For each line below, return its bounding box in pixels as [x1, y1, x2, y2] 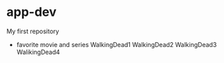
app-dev [6, 4, 57, 20]
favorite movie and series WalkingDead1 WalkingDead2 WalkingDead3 [16, 40, 217, 48]
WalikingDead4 [16, 48, 60, 56]
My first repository [6, 27, 59, 35]
